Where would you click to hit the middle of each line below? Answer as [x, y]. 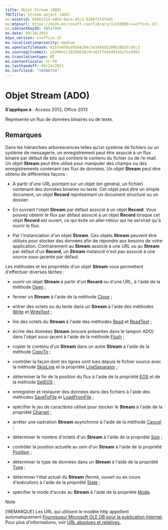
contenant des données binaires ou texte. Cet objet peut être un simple [86, 189]
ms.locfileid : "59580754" [32, 71]
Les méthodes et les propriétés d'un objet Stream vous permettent [74, 266]
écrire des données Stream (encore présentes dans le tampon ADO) [83, 331]
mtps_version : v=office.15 [33, 38]
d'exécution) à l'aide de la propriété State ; [56, 482]
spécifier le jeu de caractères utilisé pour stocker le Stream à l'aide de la [88, 407]
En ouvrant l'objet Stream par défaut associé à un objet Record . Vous [84, 209]
